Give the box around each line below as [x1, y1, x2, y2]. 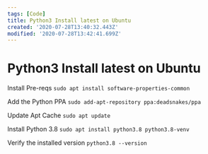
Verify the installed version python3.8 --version [7, 138, 147, 147]
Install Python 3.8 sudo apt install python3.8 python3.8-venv [7, 125, 190, 134]
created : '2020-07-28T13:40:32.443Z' [7, 23, 119, 30]
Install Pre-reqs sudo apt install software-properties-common [7, 84, 190, 93]
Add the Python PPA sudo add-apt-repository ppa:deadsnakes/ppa [7, 97, 202, 106]
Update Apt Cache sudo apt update [7, 111, 111, 120]
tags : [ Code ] [7, 10, 46, 18]
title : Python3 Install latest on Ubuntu [7, 17, 132, 24]
